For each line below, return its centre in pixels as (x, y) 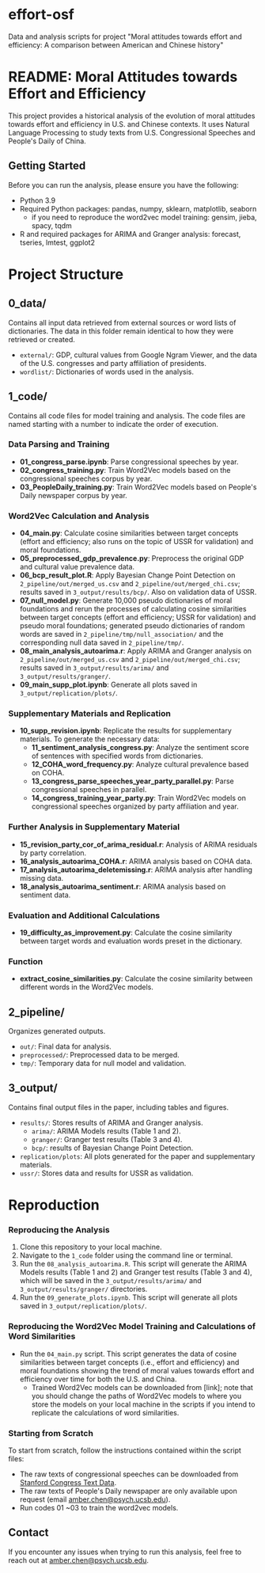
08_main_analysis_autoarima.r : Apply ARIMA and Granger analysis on (135, 651)
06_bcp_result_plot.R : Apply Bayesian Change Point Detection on (127, 575)
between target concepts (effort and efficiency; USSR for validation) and (138, 617)
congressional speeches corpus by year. (86, 478)
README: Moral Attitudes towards (123, 77)
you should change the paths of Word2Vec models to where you (136, 1396)
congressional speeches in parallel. (89, 790)
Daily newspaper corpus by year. (74, 495)
